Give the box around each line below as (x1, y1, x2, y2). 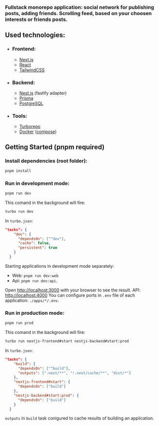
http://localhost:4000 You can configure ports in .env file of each (5, 292, 135, 298)
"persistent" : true (17, 245, 57, 250)
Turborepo (19, 123, 41, 130)
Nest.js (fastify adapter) (19, 90, 67, 96)
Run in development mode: (5, 180, 70, 187)
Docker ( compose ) (19, 129, 57, 135)
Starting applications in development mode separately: (5, 263, 114, 269)
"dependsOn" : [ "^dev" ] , (17, 236, 66, 241)
